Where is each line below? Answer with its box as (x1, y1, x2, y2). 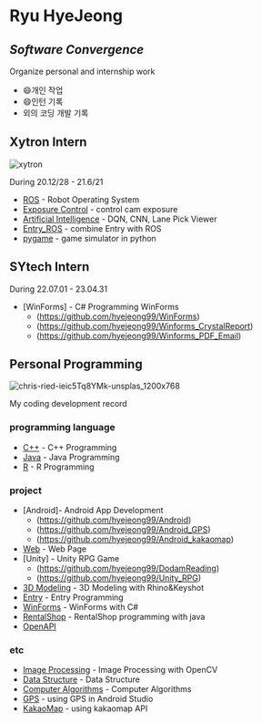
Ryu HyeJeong (9, 5, 123, 26)
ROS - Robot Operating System (22, 193, 139, 205)
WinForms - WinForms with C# (22, 602, 139, 613)
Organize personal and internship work (9, 66, 156, 77)
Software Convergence (9, 42, 145, 57)
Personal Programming (9, 356, 143, 372)
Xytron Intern (9, 134, 87, 150)
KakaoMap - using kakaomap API (22, 703, 148, 714)
